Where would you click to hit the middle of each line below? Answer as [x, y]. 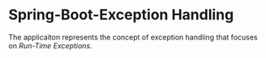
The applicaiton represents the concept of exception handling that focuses [133, 37]
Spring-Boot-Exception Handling [121, 15]
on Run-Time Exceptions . [50, 45]
